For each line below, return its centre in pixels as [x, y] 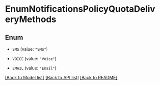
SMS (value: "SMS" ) [30, 49]
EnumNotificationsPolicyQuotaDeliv [80, 9]
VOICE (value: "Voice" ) [34, 59]
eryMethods [31, 19]
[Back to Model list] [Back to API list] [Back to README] [61, 77]
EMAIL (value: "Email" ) [34, 68]
